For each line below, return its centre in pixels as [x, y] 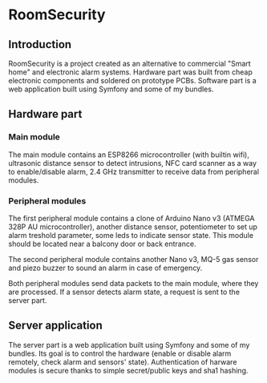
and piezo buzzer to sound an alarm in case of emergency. [105, 268]
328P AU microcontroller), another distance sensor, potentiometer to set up [133, 227]
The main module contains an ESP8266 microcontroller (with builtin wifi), [129, 155]
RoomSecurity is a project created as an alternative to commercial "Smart [129, 63]
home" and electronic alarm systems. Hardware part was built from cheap [130, 72]
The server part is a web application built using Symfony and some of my [129, 345]
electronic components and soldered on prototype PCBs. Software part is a [132, 81]
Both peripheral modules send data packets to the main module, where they [133, 283]
